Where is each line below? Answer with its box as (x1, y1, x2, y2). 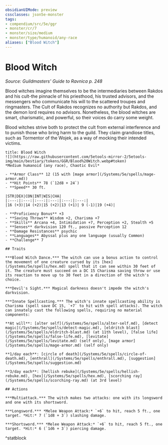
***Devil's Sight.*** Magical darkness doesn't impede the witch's (5, 286, 149, 291)
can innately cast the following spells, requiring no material (5, 308, 142, 313)
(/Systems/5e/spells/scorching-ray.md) (5, 378, 89, 383)
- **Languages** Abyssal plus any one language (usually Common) (5, 233, 144, 238)
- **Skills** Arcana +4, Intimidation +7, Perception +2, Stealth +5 (5, 220, 154, 225)
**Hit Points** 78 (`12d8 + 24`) (10, 180, 80, 185)
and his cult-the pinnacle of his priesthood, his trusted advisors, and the (5, 93, 154, 99)
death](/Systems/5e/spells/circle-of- (66, 351, 147, 356)
